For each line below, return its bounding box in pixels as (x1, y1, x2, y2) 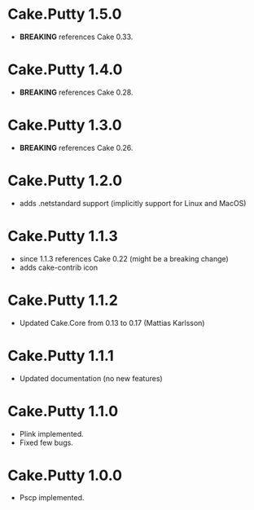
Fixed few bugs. (19, 437, 74, 447)
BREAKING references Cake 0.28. (19, 87, 134, 97)
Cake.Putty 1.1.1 (7, 346, 115, 365)
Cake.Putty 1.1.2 (7, 291, 119, 310)
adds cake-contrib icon (19, 262, 99, 272)
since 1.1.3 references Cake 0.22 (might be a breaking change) (19, 253, 229, 263)
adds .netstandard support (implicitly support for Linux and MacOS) (19, 198, 247, 208)
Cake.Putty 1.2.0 (7, 172, 123, 190)
